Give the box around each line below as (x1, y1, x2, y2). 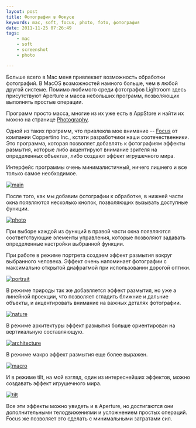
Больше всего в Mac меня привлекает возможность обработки (6, 73, 166, 80)
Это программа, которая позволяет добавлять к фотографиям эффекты (6, 140, 185, 147)
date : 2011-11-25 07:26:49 (6, 25, 72, 31)
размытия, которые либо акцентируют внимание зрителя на (6, 146, 157, 153)
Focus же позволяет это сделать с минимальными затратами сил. (6, 415, 173, 422)
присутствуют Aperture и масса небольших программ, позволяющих (6, 92, 180, 99)
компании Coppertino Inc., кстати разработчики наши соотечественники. (6, 133, 190, 141)
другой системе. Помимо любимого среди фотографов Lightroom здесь (6, 86, 187, 93)
